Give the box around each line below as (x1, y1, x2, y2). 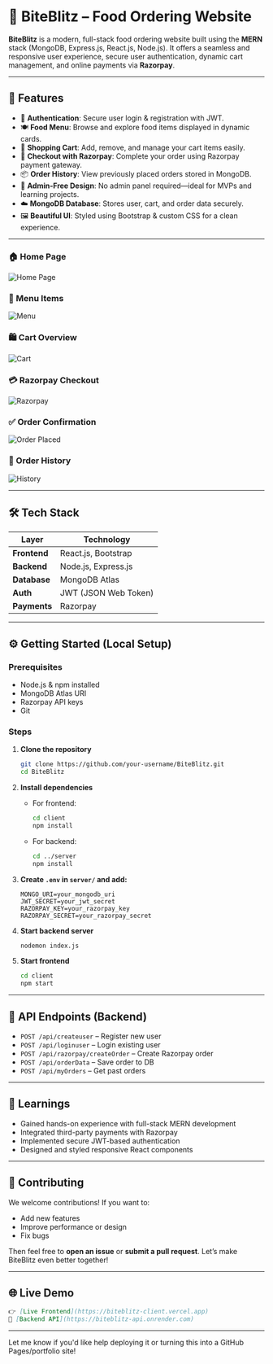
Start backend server (19, 925, 94, 935)
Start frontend (19, 956, 70, 966)
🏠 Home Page (8, 251, 67, 262)
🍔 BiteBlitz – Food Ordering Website (8, 7, 252, 26)
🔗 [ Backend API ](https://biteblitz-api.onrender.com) (8, 1315, 195, 1323)
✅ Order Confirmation (8, 416, 97, 427)
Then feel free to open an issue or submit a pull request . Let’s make (8, 1246, 238, 1256)
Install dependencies (19, 783, 93, 793)
